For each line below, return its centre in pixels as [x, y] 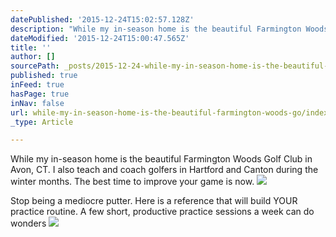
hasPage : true [40, 94]
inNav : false [37, 103]
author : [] [33, 57]
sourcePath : [35, 66]
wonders [28, 223]
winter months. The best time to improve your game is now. [132, 182]
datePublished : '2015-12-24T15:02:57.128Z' [102, 19]
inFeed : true [37, 85]
